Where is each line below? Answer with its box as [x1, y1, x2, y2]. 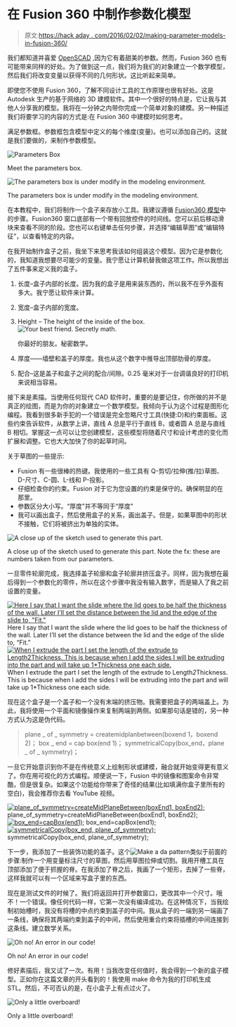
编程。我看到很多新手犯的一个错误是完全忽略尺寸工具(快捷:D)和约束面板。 [7, 410, 221, 419]
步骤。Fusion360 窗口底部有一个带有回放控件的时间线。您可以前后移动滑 [13, 214, 225, 222]
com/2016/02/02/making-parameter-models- [94, 31, 226, 39]
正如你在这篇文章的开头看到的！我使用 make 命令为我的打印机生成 [19, 975, 211, 983]
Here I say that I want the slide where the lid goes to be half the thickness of [7, 623, 228, 632]
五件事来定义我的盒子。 [13, 264, 81, 273]
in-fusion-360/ [24, 39, 68, 47]
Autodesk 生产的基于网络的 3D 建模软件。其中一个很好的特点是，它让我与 [7, 94, 221, 103]
